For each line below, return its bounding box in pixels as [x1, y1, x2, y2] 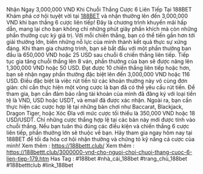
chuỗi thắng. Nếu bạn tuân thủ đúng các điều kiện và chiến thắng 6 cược [6, 123, 190, 129]
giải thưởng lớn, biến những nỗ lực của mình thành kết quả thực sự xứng [6, 38, 187, 45]
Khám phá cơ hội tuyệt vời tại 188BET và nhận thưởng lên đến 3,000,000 [6, 12, 188, 20]
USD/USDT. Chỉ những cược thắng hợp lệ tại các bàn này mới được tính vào [6, 116, 196, 123]
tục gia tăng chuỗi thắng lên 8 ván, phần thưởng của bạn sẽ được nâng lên [6, 58, 193, 65]
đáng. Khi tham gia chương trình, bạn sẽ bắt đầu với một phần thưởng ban [6, 45, 191, 52]
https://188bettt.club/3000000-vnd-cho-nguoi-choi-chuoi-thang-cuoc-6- [6, 148, 193, 156]
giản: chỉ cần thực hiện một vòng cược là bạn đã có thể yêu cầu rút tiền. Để [6, 84, 195, 91]
